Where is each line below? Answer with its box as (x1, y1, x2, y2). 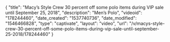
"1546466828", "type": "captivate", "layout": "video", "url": (5, 20, 128, 26)
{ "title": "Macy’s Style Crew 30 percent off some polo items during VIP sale (5, 5, 164, 10)
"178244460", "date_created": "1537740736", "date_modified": (5, 15, 137, 21)
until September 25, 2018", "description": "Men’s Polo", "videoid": (5, 10, 143, 16)
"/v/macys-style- (129, 20, 165, 26)
